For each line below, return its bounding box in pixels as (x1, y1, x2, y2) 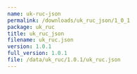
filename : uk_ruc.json (7, 37, 74, 44)
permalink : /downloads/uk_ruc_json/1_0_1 (7, 17, 131, 24)
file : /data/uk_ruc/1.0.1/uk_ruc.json (7, 56, 121, 63)
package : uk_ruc (7, 23, 55, 30)
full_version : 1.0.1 (7, 50, 68, 57)
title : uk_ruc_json (7, 30, 65, 37)
